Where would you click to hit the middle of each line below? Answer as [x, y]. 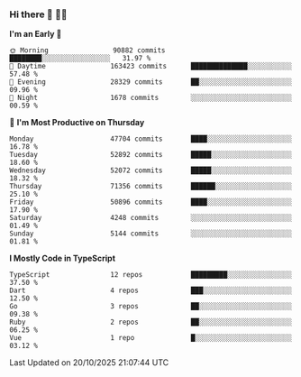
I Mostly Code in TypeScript [62, 258]
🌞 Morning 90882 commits [87, 51]
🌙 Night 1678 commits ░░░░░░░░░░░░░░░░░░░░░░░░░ [151, 98]
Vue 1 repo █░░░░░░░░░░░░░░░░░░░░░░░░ [151, 338]
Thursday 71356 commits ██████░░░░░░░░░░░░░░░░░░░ [151, 187]
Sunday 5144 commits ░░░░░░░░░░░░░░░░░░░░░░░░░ [151, 234]
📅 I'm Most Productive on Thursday [77, 123]
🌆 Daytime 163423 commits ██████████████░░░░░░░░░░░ [151, 67]
